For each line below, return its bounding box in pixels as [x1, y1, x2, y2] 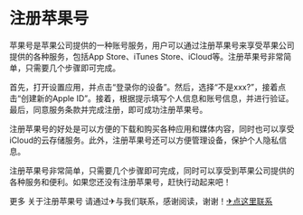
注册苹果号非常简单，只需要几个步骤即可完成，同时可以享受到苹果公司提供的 [9, 164, 295, 176]
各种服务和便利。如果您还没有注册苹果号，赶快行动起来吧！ [9, 176, 232, 187]
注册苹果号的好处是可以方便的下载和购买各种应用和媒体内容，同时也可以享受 [9, 123, 295, 134]
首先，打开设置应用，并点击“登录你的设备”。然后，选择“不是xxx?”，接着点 [9, 81, 287, 92]
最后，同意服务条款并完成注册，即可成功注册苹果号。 [9, 104, 208, 115]
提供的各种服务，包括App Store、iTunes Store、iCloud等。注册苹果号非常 [9, 51, 284, 61]
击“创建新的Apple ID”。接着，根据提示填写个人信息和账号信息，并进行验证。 [9, 92, 294, 104]
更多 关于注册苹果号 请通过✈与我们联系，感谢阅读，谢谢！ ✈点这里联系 [9, 195, 273, 206]
